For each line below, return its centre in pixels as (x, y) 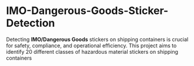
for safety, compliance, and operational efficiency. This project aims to (91, 46)
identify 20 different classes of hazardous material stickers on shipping (92, 51)
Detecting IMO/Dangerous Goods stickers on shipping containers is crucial (97, 39)
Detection (31, 23)
